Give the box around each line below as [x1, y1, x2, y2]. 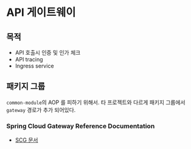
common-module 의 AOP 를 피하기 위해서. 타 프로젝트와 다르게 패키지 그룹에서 [6, 99, 186, 106]
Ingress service [15, 62, 54, 69]
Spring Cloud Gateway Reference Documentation [6, 122, 155, 130]
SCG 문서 [15, 136, 38, 144]
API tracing [15, 56, 44, 63]
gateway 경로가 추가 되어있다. [6, 106, 76, 113]
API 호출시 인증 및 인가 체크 [15, 49, 81, 56]
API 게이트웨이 [6, 5, 76, 19]
